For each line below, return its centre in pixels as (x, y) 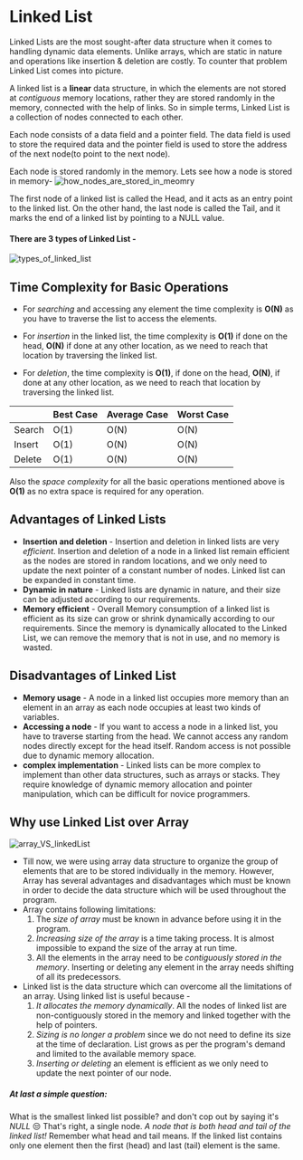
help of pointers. (66, 1025)
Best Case (75, 414)
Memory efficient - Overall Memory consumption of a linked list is (146, 609)
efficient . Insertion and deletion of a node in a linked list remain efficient (156, 551)
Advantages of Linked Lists (88, 519)
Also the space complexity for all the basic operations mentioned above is (147, 481)
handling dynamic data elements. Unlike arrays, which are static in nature (146, 51)
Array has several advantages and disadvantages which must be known (156, 881)
